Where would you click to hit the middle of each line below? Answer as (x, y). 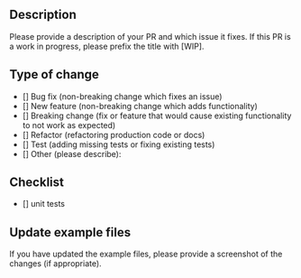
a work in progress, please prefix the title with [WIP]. (107, 46)
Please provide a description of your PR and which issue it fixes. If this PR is (150, 36)
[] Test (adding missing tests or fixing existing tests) (119, 144)
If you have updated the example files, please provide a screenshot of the (146, 254)
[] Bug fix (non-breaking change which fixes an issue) (122, 96)
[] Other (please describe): (72, 153)
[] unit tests (44, 204)
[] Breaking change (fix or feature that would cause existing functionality (157, 116)
